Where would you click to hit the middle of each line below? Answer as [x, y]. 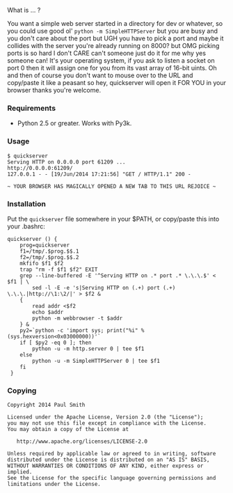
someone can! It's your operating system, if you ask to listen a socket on [111, 61]
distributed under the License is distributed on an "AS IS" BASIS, [109, 460]
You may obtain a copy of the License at [68, 430]
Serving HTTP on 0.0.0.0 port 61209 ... [67, 162]
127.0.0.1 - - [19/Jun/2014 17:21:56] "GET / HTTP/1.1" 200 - [99, 174]
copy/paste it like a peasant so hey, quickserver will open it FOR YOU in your [117, 83]
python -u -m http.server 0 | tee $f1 [88, 349]
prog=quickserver [45, 245]
